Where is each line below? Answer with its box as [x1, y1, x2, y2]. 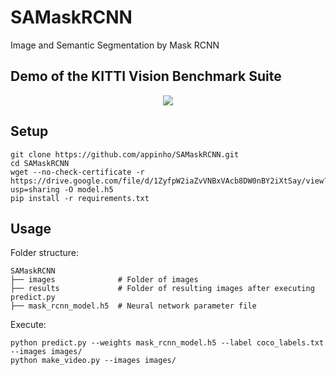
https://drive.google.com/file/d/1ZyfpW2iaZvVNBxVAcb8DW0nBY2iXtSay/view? [10, 176, 329, 186]
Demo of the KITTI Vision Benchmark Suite [10, 68, 282, 85]
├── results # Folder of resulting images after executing [10, 284, 315, 294]
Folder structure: [10, 247, 80, 259]
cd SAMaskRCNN [10, 158, 70, 168]
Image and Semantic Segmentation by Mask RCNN [10, 39, 220, 51]
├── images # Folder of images [10, 275, 199, 285]
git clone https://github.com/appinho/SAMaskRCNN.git [10, 149, 240, 160]
